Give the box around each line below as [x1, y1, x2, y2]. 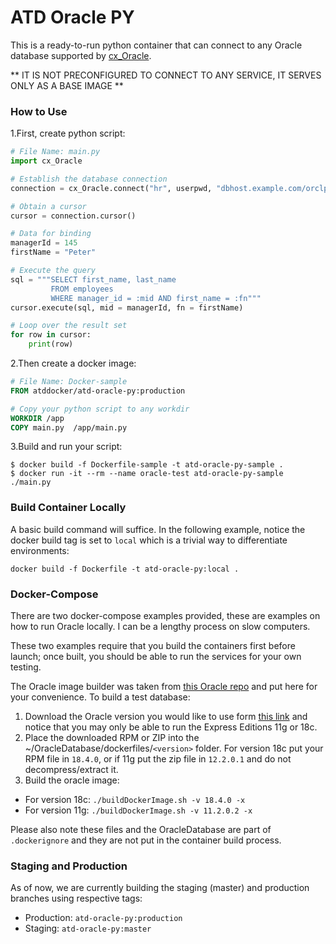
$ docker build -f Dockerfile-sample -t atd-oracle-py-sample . [10, 460, 284, 470]
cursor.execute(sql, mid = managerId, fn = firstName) [10, 302, 244, 313]
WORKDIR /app [10, 413, 65, 423]
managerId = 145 [10, 238, 78, 248]
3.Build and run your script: [10, 441, 123, 453]
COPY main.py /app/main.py [10, 422, 128, 433]
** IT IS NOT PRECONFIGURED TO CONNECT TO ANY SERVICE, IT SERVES [10, 69, 322, 81]
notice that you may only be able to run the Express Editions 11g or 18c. [24, 721, 318, 733]
